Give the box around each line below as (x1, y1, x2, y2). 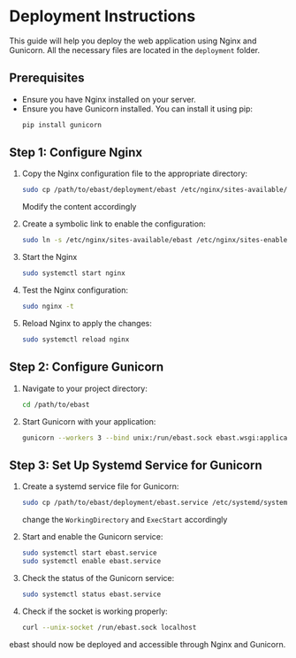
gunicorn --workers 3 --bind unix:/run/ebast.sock (21, 433, 213, 442)
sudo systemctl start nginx (21, 269, 125, 278)
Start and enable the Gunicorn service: (21, 532, 163, 542)
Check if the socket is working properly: (21, 606, 168, 616)
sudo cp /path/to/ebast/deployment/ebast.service (21, 498, 209, 508)
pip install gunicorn (21, 120, 102, 129)
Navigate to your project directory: (21, 383, 148, 394)
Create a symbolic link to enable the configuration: (21, 218, 206, 229)
